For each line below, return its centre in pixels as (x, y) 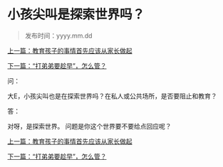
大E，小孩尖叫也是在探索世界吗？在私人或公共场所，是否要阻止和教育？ (112, 96)
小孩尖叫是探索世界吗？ (76, 15)
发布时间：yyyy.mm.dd (58, 36)
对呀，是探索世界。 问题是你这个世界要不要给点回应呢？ (89, 126)
